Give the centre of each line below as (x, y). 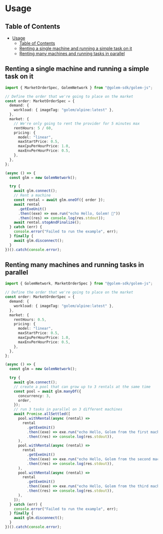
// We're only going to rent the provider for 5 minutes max (77, 124)
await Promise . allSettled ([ (42, 414)
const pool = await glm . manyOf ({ (48, 391)
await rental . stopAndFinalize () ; (48, 222)
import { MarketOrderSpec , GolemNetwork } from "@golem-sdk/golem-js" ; (79, 88)
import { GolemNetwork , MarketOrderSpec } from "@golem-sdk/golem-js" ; (79, 284)
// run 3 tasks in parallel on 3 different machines (68, 409)
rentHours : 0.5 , (30, 320)
